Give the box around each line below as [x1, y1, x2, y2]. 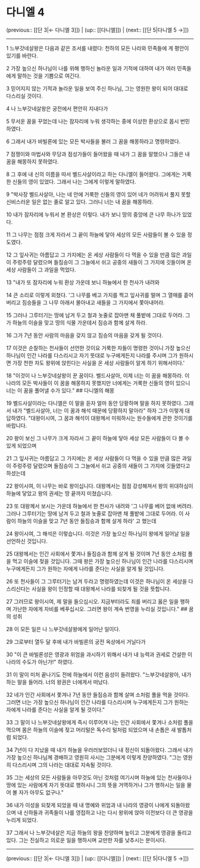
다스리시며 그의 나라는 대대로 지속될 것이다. [12, 761, 113, 768]
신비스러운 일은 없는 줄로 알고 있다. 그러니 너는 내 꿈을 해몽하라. [6, 198, 154, 205]
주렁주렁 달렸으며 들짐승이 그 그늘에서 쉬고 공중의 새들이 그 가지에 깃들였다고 [12, 462, 190, 469]
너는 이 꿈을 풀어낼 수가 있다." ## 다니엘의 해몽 [6, 387, 115, 394]
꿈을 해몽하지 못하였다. [6, 157, 59, 165]
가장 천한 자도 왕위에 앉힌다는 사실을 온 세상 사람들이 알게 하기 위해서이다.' [12, 359, 185, 366]
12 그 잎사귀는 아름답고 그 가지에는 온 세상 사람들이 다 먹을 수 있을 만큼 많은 [6, 251, 181, 258]
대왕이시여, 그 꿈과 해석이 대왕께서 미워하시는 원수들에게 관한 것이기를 [30, 414, 193, 421]
